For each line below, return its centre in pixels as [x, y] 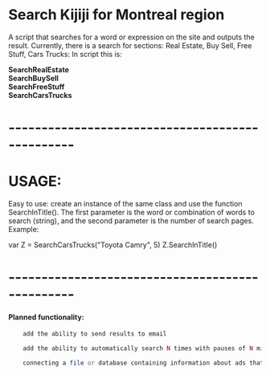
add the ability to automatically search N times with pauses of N [138, 349]
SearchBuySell [33, 78]
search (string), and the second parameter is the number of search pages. [131, 221]
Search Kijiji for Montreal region [117, 15]
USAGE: [35, 181]
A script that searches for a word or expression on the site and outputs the [131, 37]
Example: [24, 230]
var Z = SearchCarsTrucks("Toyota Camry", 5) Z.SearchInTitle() [113, 245]
